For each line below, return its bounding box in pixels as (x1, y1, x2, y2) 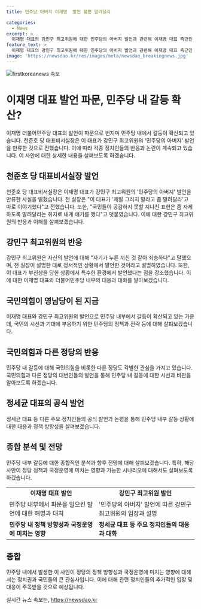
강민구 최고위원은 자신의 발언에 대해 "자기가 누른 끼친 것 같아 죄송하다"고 (6, 254, 175, 261)
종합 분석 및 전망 (6, 442, 63, 452)
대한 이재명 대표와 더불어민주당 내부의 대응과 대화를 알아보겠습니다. (12, 277, 169, 284)
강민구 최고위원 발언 (118, 489, 172, 497)
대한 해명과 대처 (22, 509, 64, 517)
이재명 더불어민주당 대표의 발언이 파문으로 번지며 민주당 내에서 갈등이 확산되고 (6, 129, 188, 137)
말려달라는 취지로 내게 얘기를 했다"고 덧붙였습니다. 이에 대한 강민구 (22, 210, 178, 217)
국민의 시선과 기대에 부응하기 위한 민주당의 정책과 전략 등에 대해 (14, 320, 163, 328)
